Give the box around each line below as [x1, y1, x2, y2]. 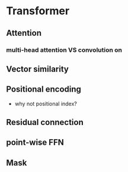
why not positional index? [14, 100, 77, 107]
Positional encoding [6, 85, 82, 95]
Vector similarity [6, 64, 69, 74]
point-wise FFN [6, 137, 64, 148]
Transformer [6, 4, 70, 18]
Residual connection [6, 117, 84, 127]
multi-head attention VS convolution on [6, 46, 123, 54]
